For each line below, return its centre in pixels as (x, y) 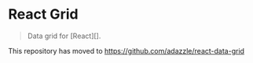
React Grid (43, 14)
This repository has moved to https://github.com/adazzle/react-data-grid (126, 51)
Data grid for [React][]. (64, 36)
